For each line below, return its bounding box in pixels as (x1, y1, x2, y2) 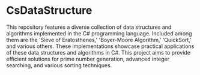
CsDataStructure (6, 4, 92, 17)
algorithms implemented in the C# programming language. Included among (6, 29, 192, 37)
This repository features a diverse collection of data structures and (6, 23, 172, 31)
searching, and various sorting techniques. (6, 61, 112, 69)
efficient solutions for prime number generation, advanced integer (6, 55, 170, 62)
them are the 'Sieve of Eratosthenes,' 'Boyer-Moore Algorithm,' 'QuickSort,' (6, 36, 192, 43)
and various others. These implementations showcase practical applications (6, 43, 195, 50)
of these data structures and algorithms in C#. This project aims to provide (6, 49, 191, 56)
